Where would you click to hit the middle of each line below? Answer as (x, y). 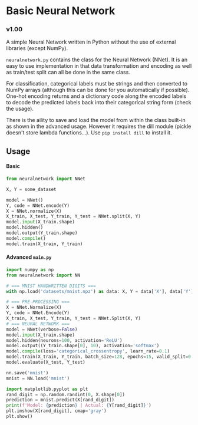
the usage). (20, 109)
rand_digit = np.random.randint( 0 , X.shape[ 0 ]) (66, 394)
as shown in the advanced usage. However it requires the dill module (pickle (99, 126)
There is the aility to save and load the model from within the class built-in (96, 120)
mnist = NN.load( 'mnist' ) (38, 378)
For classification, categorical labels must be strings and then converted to (97, 84)
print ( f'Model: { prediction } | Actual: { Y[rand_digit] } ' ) (79, 406)
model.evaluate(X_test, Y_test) (46, 363)
